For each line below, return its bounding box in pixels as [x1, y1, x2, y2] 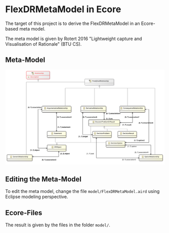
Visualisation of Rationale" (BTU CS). [5, 41, 82, 47]
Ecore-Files [5, 208, 43, 217]
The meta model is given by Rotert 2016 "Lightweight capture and [5, 36, 143, 42]
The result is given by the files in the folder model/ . [5, 222, 110, 228]
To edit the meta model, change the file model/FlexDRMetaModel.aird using [5, 188, 160, 194]
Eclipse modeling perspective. [5, 194, 68, 200]
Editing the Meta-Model [5, 175, 82, 183]
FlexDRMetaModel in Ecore [5, 4, 121, 15]
